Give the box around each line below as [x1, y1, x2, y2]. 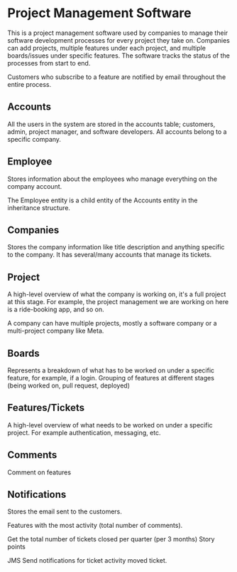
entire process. [7, 80, 52, 88]
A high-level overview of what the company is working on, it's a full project [7, 290, 226, 298]
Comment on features [7, 468, 72, 477]
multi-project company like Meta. [7, 326, 104, 336]
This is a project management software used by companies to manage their [7, 28, 228, 37]
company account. [7, 182, 62, 190]
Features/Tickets [7, 402, 85, 414]
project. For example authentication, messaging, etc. [7, 428, 161, 437]
